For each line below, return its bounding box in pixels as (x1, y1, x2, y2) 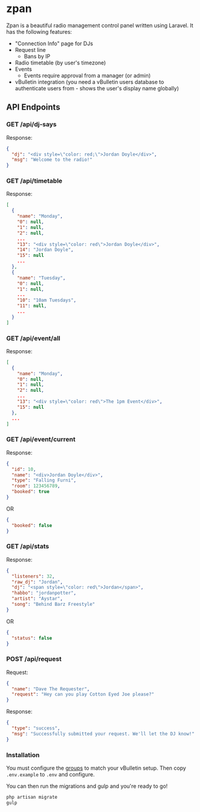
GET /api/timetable (6, 177, 63, 185)
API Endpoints (6, 102, 61, 113)
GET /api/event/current (6, 435, 76, 444)
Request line (14, 46, 46, 53)
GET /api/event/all (6, 334, 61, 342)
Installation (6, 751, 40, 759)
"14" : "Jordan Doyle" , (17, 247, 74, 253)
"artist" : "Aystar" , (11, 596, 63, 602)
